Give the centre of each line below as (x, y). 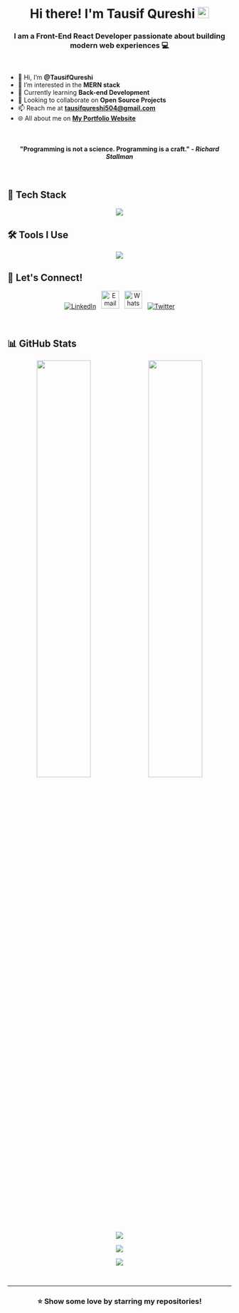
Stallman (119, 157)
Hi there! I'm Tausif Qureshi (112, 14)
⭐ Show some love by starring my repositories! (119, 1301)
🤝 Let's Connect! (45, 278)
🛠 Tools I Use (38, 235)
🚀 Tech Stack (37, 195)
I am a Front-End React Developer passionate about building (119, 36)
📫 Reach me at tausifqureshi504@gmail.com (86, 108)
